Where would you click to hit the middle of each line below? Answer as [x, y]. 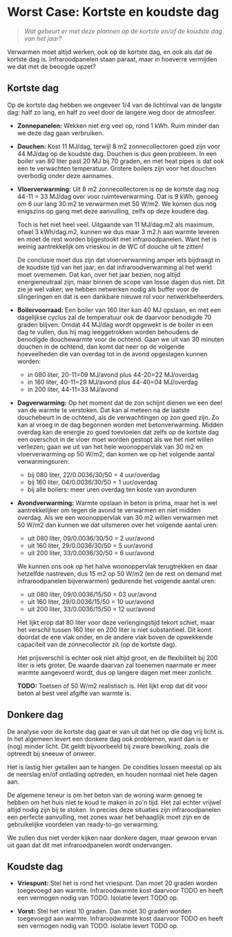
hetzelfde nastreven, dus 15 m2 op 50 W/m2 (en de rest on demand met [119, 573]
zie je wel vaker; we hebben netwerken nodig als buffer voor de [108, 289]
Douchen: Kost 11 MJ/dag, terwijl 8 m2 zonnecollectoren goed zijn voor [119, 146]
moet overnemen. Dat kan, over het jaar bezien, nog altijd [99, 274]
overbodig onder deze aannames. [65, 175]
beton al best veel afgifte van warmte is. [74, 693]
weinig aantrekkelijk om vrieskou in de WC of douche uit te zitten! [110, 247]
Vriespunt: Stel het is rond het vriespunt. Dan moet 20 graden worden [117, 883]
